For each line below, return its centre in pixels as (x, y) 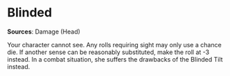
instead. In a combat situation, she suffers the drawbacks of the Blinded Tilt (115, 59)
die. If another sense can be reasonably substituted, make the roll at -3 (108, 52)
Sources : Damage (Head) (44, 31)
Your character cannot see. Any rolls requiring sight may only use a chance (114, 45)
